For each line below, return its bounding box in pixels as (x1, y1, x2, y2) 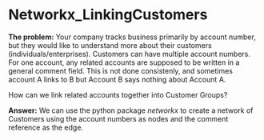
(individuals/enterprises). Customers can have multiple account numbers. (8, 49, 250, 58)
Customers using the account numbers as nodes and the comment (8, 114, 229, 123)
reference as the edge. (8, 122, 84, 132)
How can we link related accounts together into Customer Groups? (8, 90, 228, 99)
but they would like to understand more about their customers (8, 40, 212, 50)
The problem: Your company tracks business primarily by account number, (8, 32, 256, 42)
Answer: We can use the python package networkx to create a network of (8, 106, 254, 115)
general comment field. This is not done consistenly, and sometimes (8, 66, 234, 75)
